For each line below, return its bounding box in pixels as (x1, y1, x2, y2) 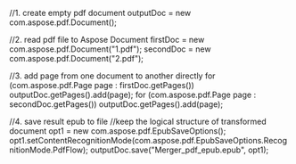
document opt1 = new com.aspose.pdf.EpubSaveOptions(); (9, 126, 226, 136)
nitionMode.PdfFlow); (9, 144, 89, 155)
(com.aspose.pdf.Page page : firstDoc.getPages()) (9, 80, 194, 90)
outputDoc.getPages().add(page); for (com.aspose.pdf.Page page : (9, 89, 257, 100)
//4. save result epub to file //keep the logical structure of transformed (9, 116, 267, 127)
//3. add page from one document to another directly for (9, 70, 216, 81)
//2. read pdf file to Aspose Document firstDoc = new (9, 35, 205, 45)
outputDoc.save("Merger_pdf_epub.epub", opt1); (90, 144, 269, 155)
